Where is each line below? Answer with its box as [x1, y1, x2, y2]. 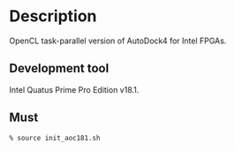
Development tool [9, 61, 110, 76]
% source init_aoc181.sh [9, 133, 101, 142]
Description [9, 6, 97, 26]
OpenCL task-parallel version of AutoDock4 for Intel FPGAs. [9, 35, 227, 46]
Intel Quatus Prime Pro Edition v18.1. [9, 84, 140, 94]
